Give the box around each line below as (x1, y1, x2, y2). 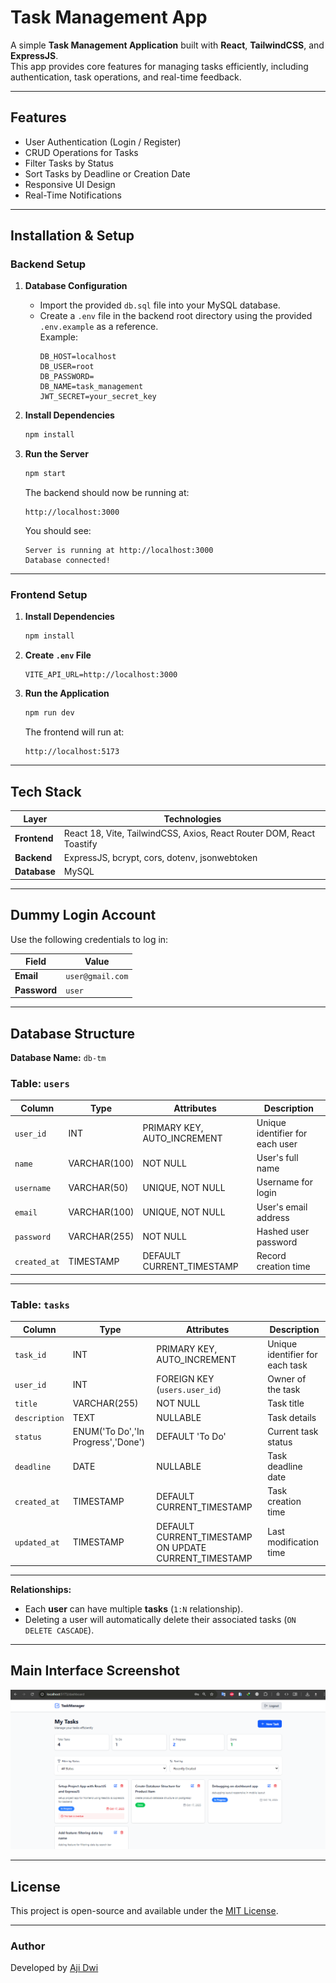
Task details (267, 1411, 317, 1423)
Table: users (10, 1076, 70, 1090)
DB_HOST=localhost (39, 352, 117, 362)
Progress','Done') (72, 1436, 146, 1448)
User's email (256, 1201, 308, 1213)
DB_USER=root (39, 362, 95, 372)
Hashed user (256, 1225, 310, 1237)
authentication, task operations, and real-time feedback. (10, 71, 242, 83)
